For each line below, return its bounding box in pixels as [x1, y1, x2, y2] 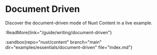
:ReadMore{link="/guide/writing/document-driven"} [5, 29, 112, 35]
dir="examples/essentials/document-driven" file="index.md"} [5, 44, 133, 50]
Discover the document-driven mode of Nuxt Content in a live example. [5, 20, 152, 26]
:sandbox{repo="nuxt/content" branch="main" [5, 39, 102, 45]
